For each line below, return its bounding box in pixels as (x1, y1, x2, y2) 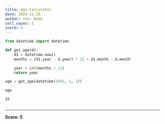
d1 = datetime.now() (14, 52, 56, 57)
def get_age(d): (5, 48, 38, 52)
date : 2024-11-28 (5, 12, 41, 17)
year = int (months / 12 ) (14, 66, 65, 71)
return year (14, 70, 38, 75)
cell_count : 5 (5, 21, 34, 26)
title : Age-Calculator (5, 7, 52, 12)
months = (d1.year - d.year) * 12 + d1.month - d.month (14, 57, 131, 62)
